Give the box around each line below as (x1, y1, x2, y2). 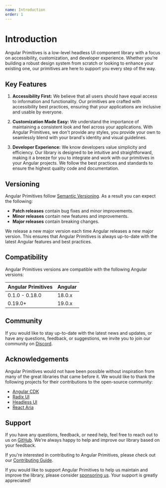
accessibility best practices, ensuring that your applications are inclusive (12, 104, 161, 110)
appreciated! (5, 478, 31, 484)
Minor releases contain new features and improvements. (12, 213, 129, 219)
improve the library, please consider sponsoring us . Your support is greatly (5, 472, 158, 478)
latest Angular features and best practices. (5, 239, 92, 245)
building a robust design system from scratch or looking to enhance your (5, 60, 154, 66)
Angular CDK (12, 389, 39, 394)
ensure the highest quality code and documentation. (12, 165, 119, 172)
